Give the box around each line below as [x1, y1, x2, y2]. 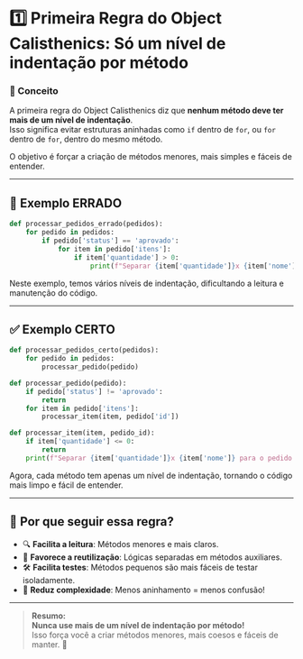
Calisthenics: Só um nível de [9, 33, 226, 54]
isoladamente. [22, 574, 75, 585]
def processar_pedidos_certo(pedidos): [9, 345, 160, 355]
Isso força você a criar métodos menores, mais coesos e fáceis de [31, 629, 279, 640]
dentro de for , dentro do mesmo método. [9, 133, 163, 145]
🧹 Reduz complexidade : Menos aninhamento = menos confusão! [22, 584, 266, 595]
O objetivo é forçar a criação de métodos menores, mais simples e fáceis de [9, 151, 293, 162]
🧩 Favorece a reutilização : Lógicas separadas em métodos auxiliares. [22, 552, 282, 563]
